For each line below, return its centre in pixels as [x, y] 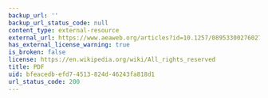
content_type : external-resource [64, 30]
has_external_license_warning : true [69, 45]
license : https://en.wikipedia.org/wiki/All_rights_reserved [112, 60]
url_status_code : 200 [44, 81]
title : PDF [26, 67]
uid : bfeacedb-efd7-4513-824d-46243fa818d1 [82, 74]
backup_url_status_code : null [59, 23]
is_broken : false [37, 52]
